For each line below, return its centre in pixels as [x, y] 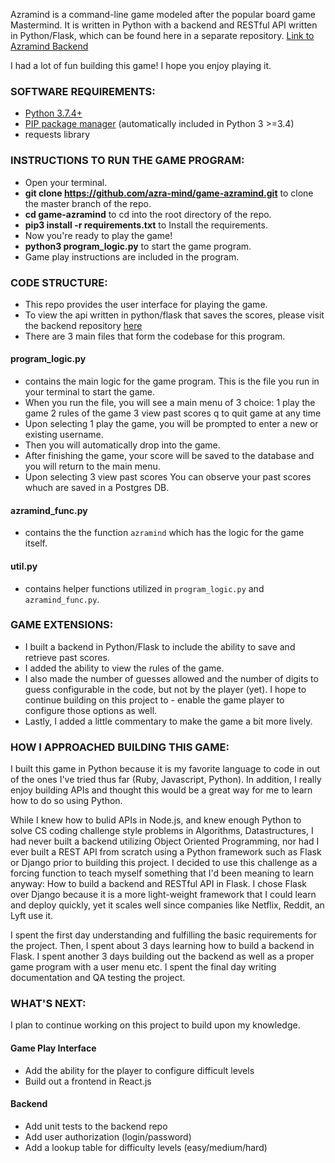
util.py [24, 566]
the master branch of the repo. [88, 203]
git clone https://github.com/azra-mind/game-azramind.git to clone [169, 193]
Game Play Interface [53, 1048]
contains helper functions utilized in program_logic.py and [144, 588]
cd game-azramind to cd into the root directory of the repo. [148, 214]
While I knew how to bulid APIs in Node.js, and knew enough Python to [156, 820]
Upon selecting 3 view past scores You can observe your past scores [168, 477]
